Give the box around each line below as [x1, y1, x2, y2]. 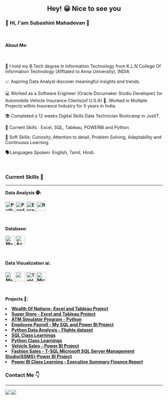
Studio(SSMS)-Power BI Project [5, 353, 72, 359]
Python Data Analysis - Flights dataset [11, 327, 93, 333]
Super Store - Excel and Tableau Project [11, 311, 96, 317]
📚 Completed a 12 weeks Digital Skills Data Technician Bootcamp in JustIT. [5, 112, 161, 118]
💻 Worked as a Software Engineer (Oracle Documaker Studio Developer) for [5, 90, 163, 96]
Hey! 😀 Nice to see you [46, 4, 121, 13]
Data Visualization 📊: [5, 260, 51, 266]
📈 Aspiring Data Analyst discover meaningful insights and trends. [5, 78, 140, 84]
